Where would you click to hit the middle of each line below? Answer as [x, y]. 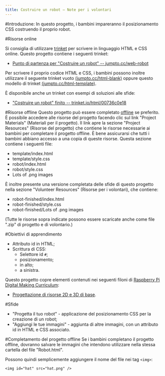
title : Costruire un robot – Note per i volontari [58, 10]
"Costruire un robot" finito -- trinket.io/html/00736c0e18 [69, 103]
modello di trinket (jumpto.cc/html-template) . [51, 83]
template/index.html [33, 153]
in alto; [26, 265]
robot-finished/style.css [37, 204]
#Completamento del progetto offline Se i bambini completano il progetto [80, 339]
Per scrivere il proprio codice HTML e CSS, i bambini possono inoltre [75, 73]
